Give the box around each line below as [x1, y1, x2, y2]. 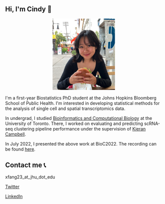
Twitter [5, 183, 20, 190]
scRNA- [144, 120, 161, 126]
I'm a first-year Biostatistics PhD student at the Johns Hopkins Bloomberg [5, 95, 157, 101]
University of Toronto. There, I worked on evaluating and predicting [5, 120, 144, 126]
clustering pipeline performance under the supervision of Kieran [14, 126, 146, 132]
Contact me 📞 [5, 160, 46, 169]
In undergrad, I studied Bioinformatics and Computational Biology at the [5, 115, 153, 121]
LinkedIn [5, 193, 23, 199]
